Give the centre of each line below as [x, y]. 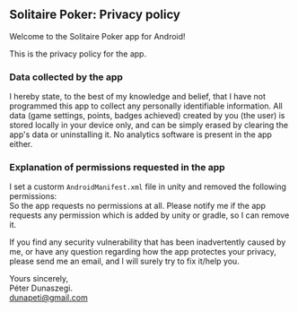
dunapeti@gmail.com [48, 298]
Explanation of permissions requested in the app [118, 168]
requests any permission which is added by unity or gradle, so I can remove [149, 215]
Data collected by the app [66, 77]
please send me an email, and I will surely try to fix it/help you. [124, 261]
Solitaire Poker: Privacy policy [95, 15]
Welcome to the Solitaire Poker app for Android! [97, 36]
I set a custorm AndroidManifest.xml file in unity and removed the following [148, 186]
